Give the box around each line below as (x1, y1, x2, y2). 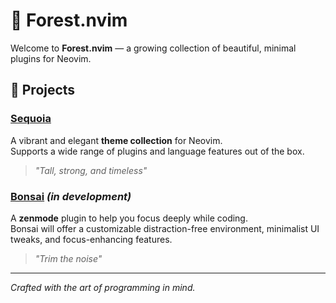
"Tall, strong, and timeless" (34, 164, 148, 176)
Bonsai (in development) (10, 189, 132, 203)
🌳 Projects (10, 82, 76, 99)
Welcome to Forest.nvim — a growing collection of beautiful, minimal (10, 42, 297, 54)
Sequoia (10, 112, 52, 126)
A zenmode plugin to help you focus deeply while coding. (10, 212, 248, 224)
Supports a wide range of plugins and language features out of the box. (10, 145, 305, 157)
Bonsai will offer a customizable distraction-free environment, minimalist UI (10, 222, 320, 234)
